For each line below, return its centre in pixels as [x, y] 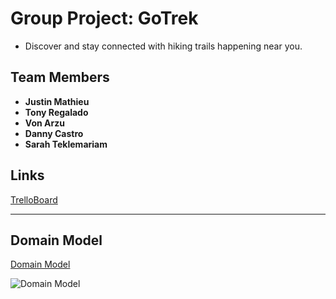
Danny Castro [54, 133]
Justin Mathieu [57, 101]
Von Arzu [44, 123]
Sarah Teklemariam [66, 144]
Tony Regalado [56, 112]
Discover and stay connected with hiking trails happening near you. [163, 46]
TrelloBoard [34, 199]
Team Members [60, 77]
